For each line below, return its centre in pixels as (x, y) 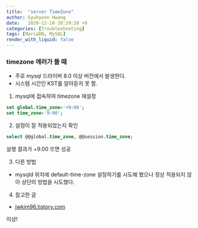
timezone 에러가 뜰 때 (37, 62)
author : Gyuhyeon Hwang (36, 17)
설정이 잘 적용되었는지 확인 (46, 125)
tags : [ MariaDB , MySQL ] (36, 34)
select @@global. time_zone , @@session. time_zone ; (70, 137)
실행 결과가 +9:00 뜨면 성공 (39, 149)
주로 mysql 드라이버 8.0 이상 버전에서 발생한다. (70, 76)
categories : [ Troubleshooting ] (45, 28)
